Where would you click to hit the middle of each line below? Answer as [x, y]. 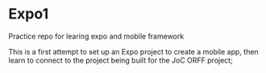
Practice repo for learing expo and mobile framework [96, 36]
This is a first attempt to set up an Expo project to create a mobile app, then [134, 51]
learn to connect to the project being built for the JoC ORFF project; [121, 60]
